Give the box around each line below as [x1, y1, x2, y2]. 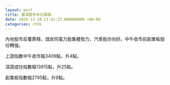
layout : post [5, 7, 33, 13]
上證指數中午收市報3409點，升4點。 [5, 53, 82, 59]
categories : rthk [5, 21, 42, 27]
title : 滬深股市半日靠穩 [5, 12, 52, 17]
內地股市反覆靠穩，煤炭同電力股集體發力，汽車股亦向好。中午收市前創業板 [5, 36, 160, 42]
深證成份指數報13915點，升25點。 [5, 64, 76, 70]
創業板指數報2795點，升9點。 [5, 74, 67, 81]
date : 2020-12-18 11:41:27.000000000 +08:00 [5, 17, 101, 22]
